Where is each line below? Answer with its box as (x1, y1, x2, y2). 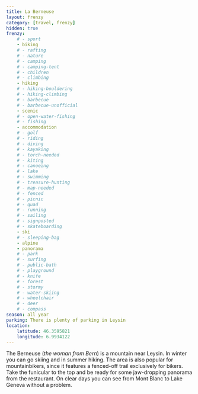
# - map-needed (17, 185, 55, 191)
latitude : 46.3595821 (17, 328, 70, 334)
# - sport (17, 36, 41, 42)
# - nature (17, 53, 44, 59)
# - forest (17, 278, 44, 284)
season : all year (6, 312, 49, 318)
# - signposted (17, 218, 55, 224)
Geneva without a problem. (6, 382, 72, 389)
